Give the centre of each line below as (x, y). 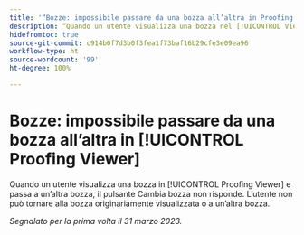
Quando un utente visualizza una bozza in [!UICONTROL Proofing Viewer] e (150, 184)
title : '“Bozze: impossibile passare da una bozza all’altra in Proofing (152, 18)
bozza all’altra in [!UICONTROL (127, 140)
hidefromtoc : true (44, 34)
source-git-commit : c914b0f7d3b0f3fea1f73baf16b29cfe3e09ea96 (129, 43)
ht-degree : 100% (40, 69)
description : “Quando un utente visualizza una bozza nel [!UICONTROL (145, 26)
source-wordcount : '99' (54, 60)
